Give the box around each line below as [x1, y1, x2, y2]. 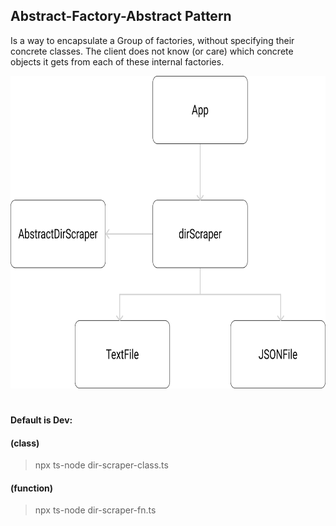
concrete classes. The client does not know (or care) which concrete [10, 45, 294, 57]
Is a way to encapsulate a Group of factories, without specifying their [10, 34, 295, 46]
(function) [10, 482, 54, 494]
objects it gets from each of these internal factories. [10, 55, 225, 68]
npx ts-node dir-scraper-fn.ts [34, 504, 157, 516]
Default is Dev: [10, 414, 73, 426]
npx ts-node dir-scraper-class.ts [34, 459, 169, 471]
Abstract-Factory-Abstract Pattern [10, 8, 232, 25]
